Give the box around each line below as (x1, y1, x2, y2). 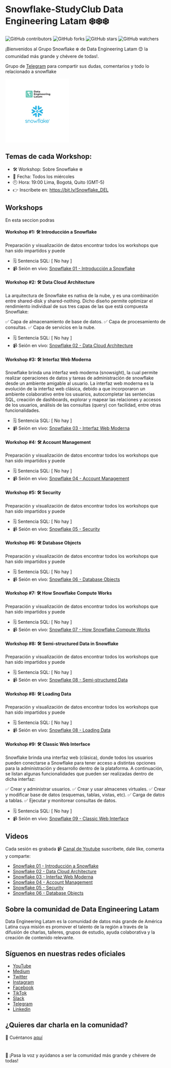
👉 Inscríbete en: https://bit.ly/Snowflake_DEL (12, 187, 109, 193)
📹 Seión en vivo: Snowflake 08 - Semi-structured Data (12, 677, 128, 683)
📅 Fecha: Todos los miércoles (12, 173, 75, 179)
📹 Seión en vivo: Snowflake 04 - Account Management (12, 475, 129, 482)
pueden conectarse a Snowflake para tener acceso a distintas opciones (5, 760, 156, 766)
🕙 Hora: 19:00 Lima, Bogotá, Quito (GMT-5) (12, 179, 105, 185)
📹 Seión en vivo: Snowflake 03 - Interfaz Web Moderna (12, 425, 130, 431)
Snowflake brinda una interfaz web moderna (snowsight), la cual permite (5, 370, 158, 376)
